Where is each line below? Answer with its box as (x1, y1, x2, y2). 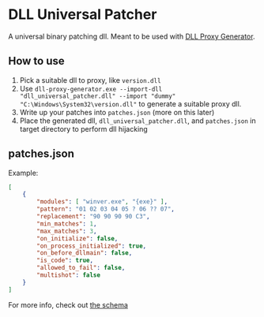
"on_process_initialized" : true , (36, 242, 147, 250)
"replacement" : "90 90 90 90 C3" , (36, 213, 150, 221)
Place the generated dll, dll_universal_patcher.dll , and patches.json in (19, 116, 256, 125)
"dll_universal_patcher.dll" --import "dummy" (19, 92, 176, 100)
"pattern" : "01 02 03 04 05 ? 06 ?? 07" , (36, 205, 175, 214)
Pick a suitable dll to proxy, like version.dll (19, 75, 161, 84)
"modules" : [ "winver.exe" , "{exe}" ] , (36, 198, 168, 206)
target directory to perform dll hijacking (19, 124, 148, 133)
